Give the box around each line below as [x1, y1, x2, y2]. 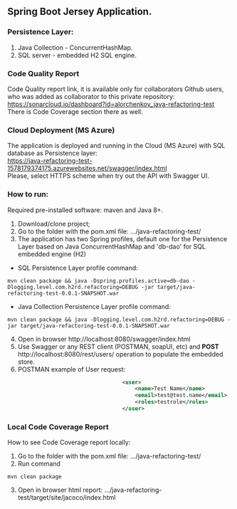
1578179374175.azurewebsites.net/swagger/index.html [7, 164, 167, 173]
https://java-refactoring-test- [7, 157, 93, 165]
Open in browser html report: [17, 486, 103, 494]
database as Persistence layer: [7, 149, 98, 157]
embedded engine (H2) [17, 249, 87, 258]
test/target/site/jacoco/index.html [17, 493, 116, 502]
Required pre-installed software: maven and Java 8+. [7, 206, 164, 214]
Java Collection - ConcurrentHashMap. [17, 43, 133, 52]
